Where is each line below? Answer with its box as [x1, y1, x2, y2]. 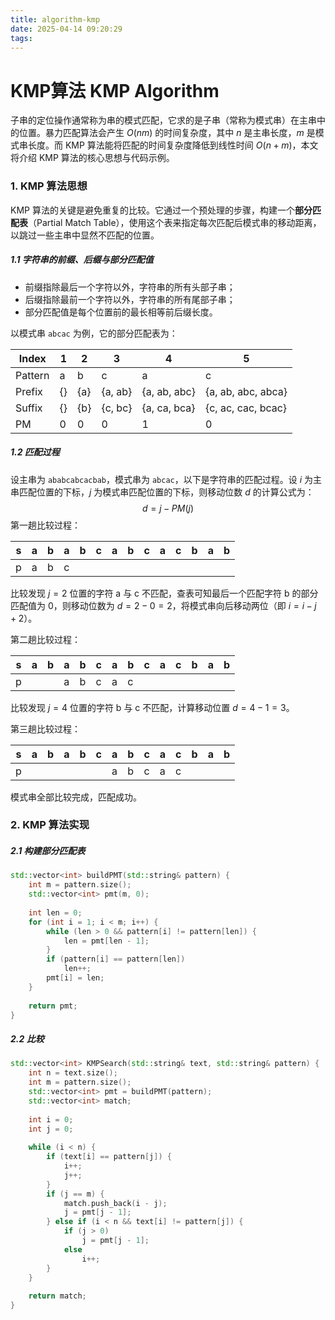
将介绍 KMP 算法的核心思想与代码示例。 [10, 152, 175, 164]
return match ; [28, 1291, 87, 1301]
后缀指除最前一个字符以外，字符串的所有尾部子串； [24, 293, 236, 305]
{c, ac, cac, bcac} [204, 401, 288, 415]
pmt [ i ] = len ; [46, 973, 105, 983]
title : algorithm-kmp [10, 14, 101, 25]
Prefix [15, 384, 43, 398]
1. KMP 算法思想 [10, 179, 88, 193]
